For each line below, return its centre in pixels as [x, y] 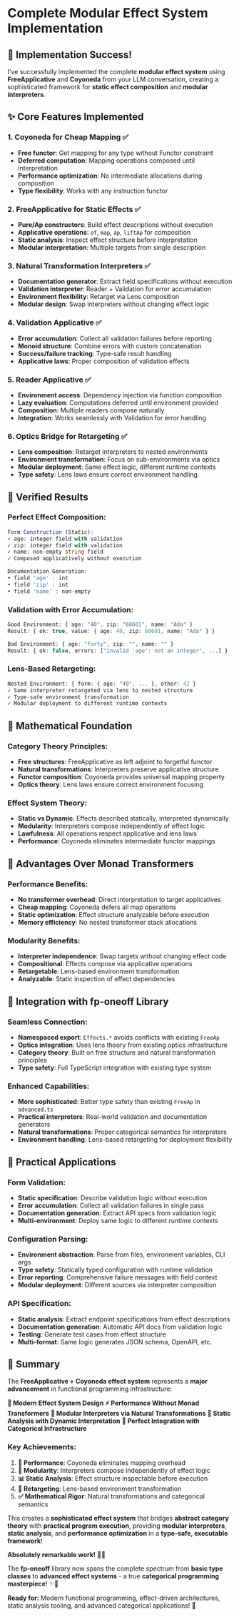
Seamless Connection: [47, 1022]
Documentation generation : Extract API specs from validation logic [117, 1213]
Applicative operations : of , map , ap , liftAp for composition [104, 232]
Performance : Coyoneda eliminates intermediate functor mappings [116, 841]
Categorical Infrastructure [47, 1429]
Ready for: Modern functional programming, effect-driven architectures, [114, 1598]
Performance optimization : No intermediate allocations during [110, 176]
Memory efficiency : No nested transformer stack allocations [107, 922]
